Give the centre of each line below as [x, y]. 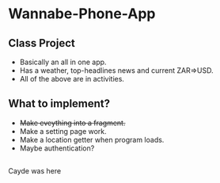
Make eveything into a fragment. [72, 123]
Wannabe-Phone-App [82, 14]
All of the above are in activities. [72, 79]
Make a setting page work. [63, 131]
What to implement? [59, 104]
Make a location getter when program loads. [92, 139]
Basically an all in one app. [63, 62]
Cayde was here [35, 171]
